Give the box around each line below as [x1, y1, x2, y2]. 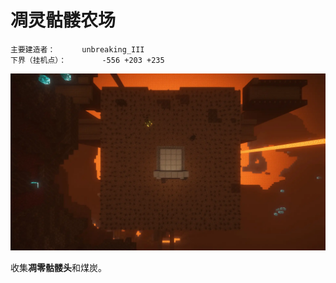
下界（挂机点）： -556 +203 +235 [10, 55, 165, 65]
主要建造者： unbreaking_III [10, 44, 145, 55]
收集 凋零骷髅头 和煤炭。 [10, 262, 107, 274]
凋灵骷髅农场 [10, 9, 117, 32]
